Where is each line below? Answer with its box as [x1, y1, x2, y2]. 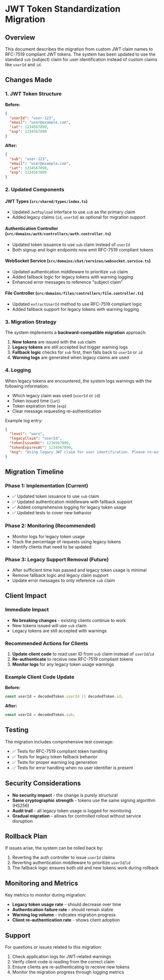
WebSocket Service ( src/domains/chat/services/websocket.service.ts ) [5, 258, 151, 264]
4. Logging [5, 367, 31, 374]
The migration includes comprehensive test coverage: [5, 738, 114, 745]
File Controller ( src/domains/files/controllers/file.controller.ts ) [5, 290, 144, 296]
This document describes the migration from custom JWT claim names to [5, 46, 153, 52]
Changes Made [5, 76, 52, 84]
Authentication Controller [5, 225, 59, 231]
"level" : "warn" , [9, 431, 45, 436]
